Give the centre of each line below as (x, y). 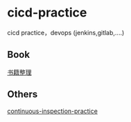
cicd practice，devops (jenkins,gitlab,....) (66, 32)
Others (23, 94)
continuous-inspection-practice (53, 111)
